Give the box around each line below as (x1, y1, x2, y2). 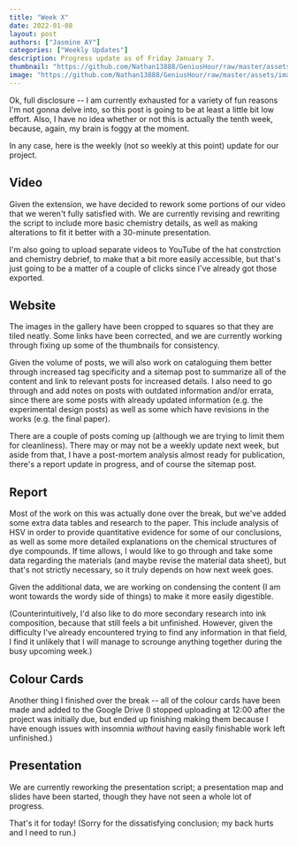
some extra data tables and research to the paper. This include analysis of (9, 518, 279, 528)
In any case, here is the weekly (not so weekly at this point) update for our (9, 140, 279, 150)
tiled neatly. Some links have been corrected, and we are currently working (9, 331, 283, 342)
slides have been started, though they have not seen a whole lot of (9, 791, 252, 802)
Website (9, 297, 56, 312)
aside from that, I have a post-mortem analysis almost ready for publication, (9, 450, 286, 460)
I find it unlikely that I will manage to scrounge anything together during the (9, 636, 283, 647)
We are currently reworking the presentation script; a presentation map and (9, 781, 285, 792)
